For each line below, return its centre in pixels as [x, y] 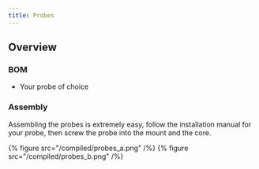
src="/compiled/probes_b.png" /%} [66, 156]
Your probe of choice [54, 86]
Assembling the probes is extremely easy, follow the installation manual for [130, 124]
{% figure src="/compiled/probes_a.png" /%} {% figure [98, 148]
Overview [33, 48]
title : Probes [32, 15]
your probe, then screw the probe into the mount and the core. [110, 132]
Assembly [28, 107]
